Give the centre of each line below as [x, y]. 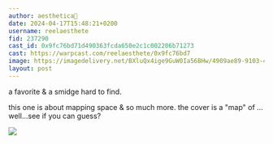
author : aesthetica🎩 [43, 16]
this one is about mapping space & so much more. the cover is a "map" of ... [136, 107]
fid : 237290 [28, 38]
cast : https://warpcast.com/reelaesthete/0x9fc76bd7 [100, 53]
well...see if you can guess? [55, 116]
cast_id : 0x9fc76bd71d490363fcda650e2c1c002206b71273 [102, 46]
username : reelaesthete [49, 31]
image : [19, 61]
